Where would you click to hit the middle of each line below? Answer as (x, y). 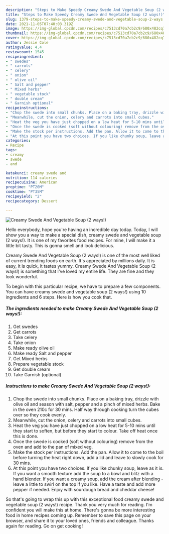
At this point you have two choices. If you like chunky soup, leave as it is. (88, 468)
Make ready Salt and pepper (42, 353)
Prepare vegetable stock (38, 364)
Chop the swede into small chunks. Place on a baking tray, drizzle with (86, 399)
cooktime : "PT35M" (25, 192)
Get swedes (25, 327)
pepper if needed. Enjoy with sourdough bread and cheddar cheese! (83, 489)
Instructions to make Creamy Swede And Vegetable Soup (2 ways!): (78, 386)
